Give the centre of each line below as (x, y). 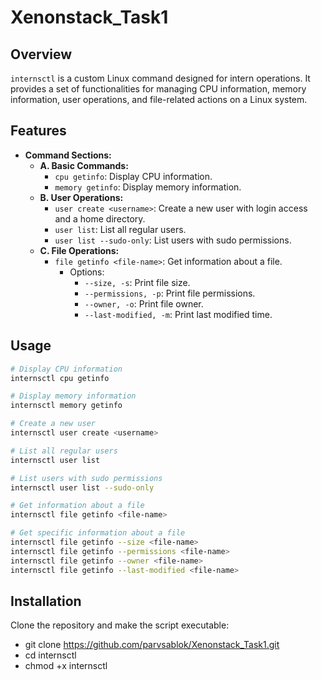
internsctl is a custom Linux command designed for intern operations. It (160, 78)
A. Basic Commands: (84, 165)
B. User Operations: (81, 197)
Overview (41, 54)
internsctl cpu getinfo (60, 378)
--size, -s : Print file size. (137, 282)
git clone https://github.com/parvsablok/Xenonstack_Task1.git (152, 645)
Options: (87, 272)
